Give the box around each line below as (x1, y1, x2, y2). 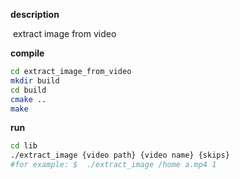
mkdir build (10, 75, 60, 86)
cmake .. (10, 94, 47, 104)
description (10, 9, 60, 20)
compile (10, 47, 45, 59)
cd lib (10, 141, 38, 151)
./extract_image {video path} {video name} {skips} (10, 150, 230, 161)
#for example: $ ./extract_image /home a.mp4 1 (10, 160, 217, 170)
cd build (10, 85, 47, 95)
